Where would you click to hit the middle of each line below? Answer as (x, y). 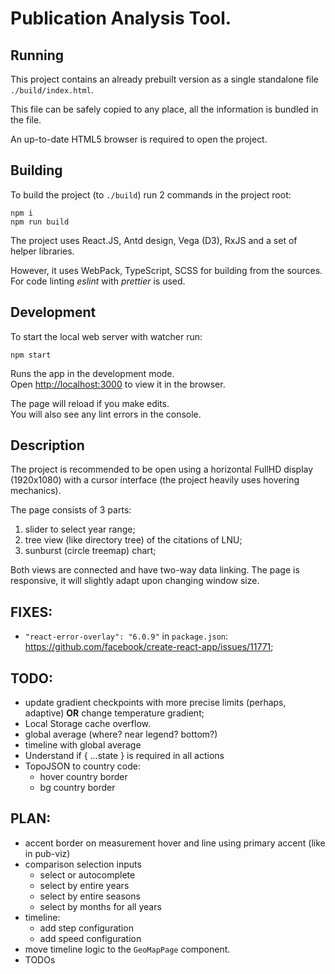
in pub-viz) (47, 853)
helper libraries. (42, 251)
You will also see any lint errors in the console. (106, 414)
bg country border (77, 788)
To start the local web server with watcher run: (106, 336)
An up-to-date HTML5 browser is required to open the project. (139, 139)
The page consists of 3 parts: (71, 510)
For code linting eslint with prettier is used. (98, 281)
